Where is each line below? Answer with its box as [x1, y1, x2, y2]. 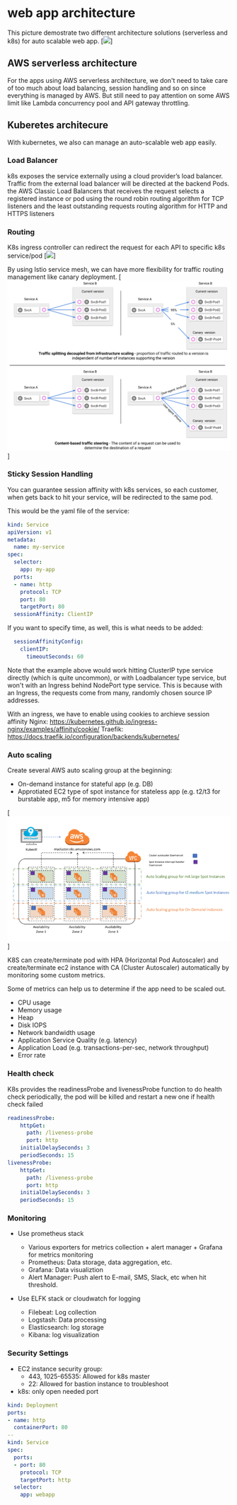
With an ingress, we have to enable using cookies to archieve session [7, 709, 210, 718]
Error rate [17, 1051, 46, 1060]
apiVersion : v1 [7, 529, 52, 536]
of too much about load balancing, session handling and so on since [7, 84, 207, 92]
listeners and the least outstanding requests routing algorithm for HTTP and [7, 202, 228, 210]
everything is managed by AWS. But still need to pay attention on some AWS [7, 91, 230, 100]
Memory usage [17, 1006, 62, 1014]
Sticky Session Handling [7, 469, 93, 479]
